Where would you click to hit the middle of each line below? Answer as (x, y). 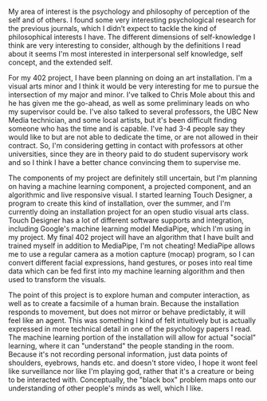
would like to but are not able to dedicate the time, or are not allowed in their (133, 137)
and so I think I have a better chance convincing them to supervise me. (125, 162)
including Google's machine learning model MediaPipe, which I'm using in (130, 229)
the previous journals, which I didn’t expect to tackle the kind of (112, 28)
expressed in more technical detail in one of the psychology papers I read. (130, 329)
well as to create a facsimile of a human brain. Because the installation (124, 303)
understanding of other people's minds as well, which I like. (106, 388)
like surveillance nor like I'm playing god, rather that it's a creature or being (131, 371)
